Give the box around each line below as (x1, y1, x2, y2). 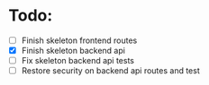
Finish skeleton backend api (21, 46, 125, 55)
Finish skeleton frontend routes (21, 35, 138, 46)
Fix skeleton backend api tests (21, 55, 135, 66)
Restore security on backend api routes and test (21, 65, 200, 76)
